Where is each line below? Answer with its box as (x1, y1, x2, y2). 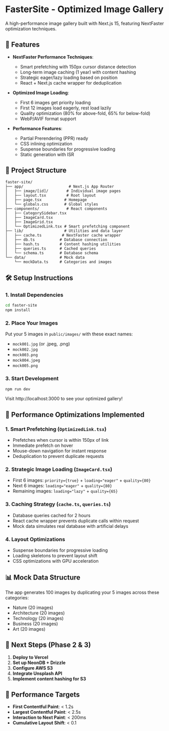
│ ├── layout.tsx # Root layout (5, 193, 96, 198)
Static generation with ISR (20, 151, 74, 158)
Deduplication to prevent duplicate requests (12, 453, 104, 459)
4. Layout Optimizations (5, 535, 65, 543)
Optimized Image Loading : (12, 90, 69, 96)
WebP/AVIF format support (20, 116, 76, 122)
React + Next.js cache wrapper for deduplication (20, 80, 122, 86)
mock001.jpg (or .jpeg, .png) (12, 341, 70, 347)
